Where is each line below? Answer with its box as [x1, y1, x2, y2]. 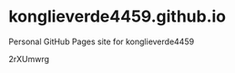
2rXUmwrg [8, 53, 50, 64]
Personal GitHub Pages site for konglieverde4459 [8, 36, 195, 47]
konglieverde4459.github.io [8, 6, 227, 27]
